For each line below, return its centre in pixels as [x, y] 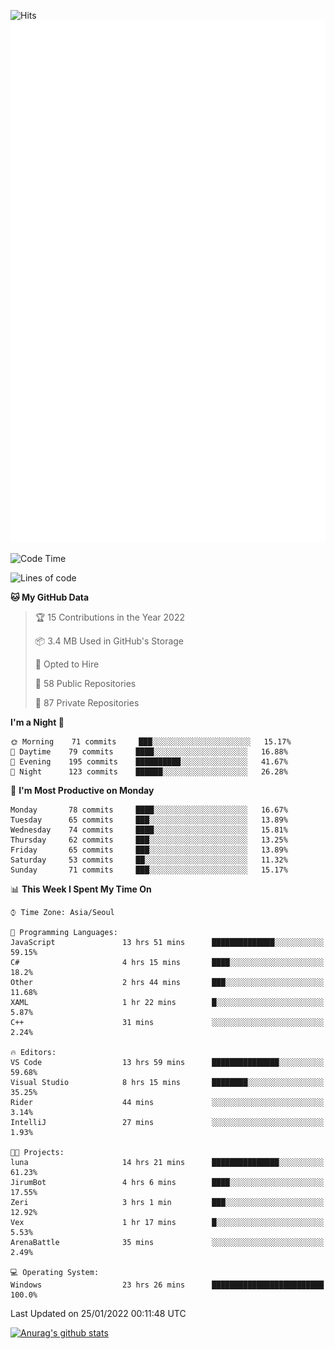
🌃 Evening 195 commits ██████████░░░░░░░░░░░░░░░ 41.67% [149, 762]
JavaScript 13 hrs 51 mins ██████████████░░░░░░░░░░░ [167, 943]
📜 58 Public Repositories [85, 684]
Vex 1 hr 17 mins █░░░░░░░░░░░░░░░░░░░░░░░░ [167, 1223]
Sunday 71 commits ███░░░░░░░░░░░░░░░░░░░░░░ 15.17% [149, 870]
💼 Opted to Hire [67, 664]
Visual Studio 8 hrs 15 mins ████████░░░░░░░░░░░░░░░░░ [167, 1083]
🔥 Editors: [33, 1053]
